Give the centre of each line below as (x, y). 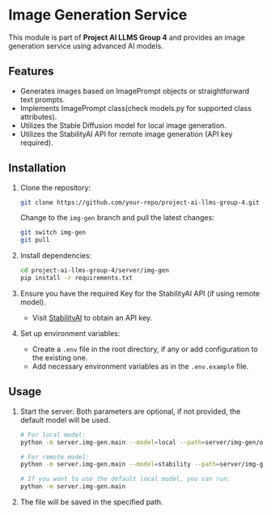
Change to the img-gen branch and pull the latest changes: (117, 218)
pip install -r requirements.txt (76, 278)
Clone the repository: (55, 187)
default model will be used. (65, 419)
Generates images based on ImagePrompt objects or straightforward (135, 91)
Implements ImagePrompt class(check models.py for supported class (136, 108)
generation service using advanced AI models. (86, 45)
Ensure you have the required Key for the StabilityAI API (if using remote (140, 293)
